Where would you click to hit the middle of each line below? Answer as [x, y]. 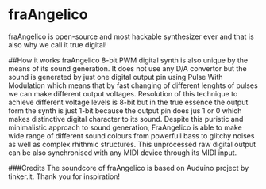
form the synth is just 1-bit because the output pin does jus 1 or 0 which [125, 110]
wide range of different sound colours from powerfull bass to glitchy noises [131, 135]
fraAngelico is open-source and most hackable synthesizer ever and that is [131, 36]
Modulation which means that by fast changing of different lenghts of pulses [133, 85]
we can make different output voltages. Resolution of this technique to [123, 93]
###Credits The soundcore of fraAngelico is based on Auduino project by [129, 168]
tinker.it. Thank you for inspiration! [64, 176]
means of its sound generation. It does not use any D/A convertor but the [128, 68]
